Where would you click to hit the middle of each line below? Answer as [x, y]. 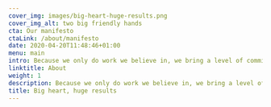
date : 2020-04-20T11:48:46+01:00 [65, 46]
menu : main [27, 53]
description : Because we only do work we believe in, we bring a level [131, 83]
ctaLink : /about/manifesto [54, 38]
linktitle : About [38, 68]
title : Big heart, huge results [63, 91]
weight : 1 [25, 76]
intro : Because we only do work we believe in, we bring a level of [126, 61]
